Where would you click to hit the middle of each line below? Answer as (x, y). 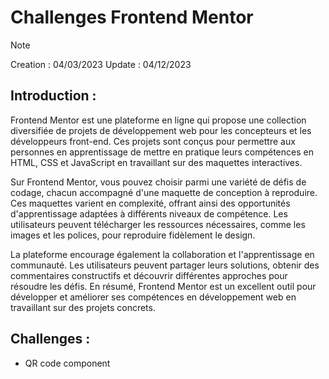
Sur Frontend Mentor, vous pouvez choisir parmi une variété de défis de (158, 182)
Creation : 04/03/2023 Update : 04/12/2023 (101, 64)
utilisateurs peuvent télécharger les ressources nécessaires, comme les (158, 224)
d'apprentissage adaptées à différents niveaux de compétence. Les (149, 213)
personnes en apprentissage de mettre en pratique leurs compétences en (162, 152)
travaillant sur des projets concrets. (83, 307)
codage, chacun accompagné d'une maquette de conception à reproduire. (164, 192)
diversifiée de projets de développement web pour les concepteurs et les (161, 130)
